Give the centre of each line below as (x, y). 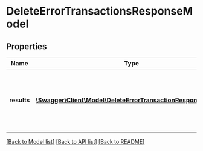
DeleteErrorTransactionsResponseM (100, 11)
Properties (27, 46)
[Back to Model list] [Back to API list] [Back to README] (76, 142)
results (20, 100)
